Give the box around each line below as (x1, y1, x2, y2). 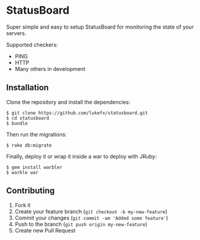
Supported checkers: (6, 41, 59, 48)
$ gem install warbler (6, 164, 63, 170)
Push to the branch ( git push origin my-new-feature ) (14, 220, 147, 227)
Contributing (6, 186, 55, 196)
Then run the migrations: (6, 130, 67, 138)
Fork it (14, 201, 31, 208)
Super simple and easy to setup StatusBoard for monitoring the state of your (6, 23, 194, 30)
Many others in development (14, 65, 85, 72)
